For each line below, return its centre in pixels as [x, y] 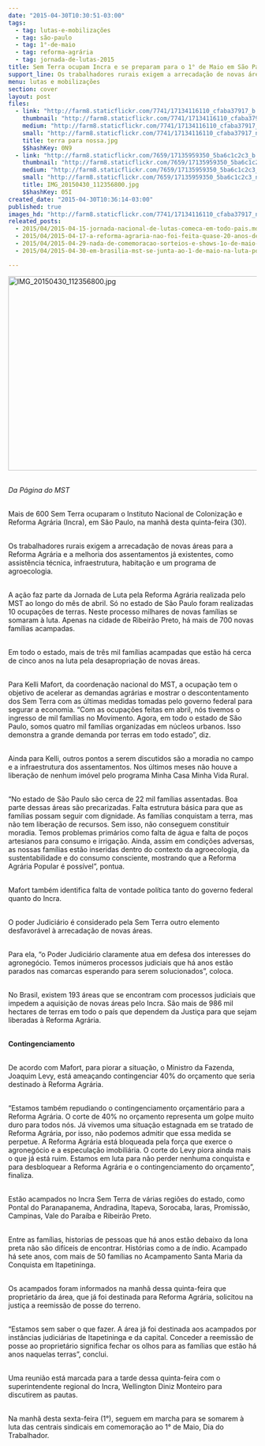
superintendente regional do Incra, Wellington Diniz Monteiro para [115, 1386]
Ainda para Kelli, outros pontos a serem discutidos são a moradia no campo [131, 758]
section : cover [33, 89]
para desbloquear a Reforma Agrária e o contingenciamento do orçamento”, [131, 1167]
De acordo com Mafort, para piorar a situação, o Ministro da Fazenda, [121, 1067]
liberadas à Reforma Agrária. [54, 1020]
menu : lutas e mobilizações [54, 81]
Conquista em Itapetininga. [52, 1264]
